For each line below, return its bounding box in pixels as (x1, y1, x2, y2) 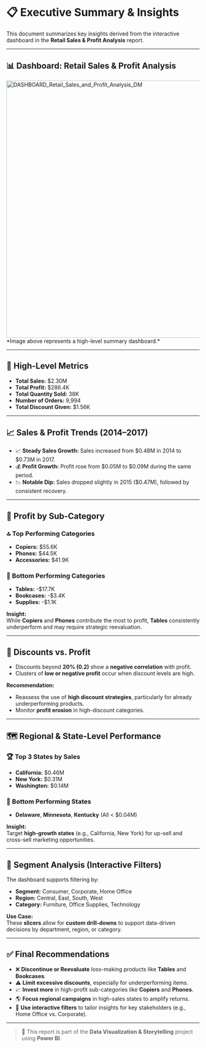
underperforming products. (15, 700, 85, 708)
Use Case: (6, 912, 34, 920)
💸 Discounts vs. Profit (6, 647, 91, 657)
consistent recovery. (15, 488, 67, 495)
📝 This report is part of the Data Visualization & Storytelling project (21, 1028, 193, 1035)
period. (15, 472, 34, 479)
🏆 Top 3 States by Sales (6, 752, 81, 761)
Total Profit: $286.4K (15, 383, 70, 391)
